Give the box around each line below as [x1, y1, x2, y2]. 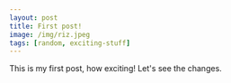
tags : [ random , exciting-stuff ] [9, 38, 130, 48]
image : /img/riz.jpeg [9, 30, 91, 39]
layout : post [9, 13, 58, 23]
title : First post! [9, 22, 83, 31]
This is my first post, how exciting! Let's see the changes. [9, 63, 222, 74]
